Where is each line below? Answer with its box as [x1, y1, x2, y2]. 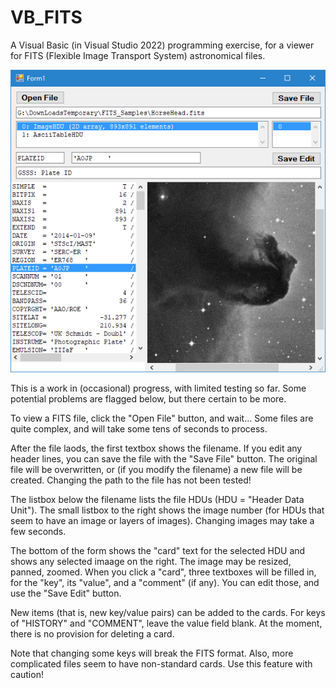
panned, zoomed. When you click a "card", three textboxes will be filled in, [10, 566, 317, 578]
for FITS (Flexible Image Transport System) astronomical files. [10, 49, 266, 61]
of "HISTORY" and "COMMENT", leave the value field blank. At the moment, [10, 617, 323, 629]
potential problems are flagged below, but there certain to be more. [10, 392, 287, 405]
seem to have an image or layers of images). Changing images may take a [10, 514, 315, 526]
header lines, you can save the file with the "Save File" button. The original [10, 452, 318, 465]
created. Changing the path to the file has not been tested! [10, 474, 252, 486]
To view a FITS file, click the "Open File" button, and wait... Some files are [10, 412, 314, 424]
